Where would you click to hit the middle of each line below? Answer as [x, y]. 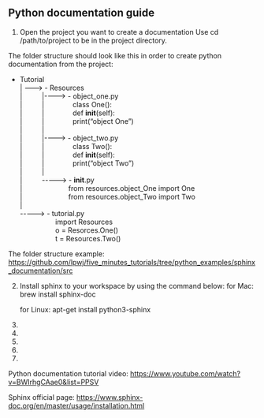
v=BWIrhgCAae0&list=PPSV [54, 382]
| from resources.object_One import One [107, 188]
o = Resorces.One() [87, 230]
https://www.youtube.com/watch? [185, 373]
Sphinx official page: [41, 397]
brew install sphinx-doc [58, 294]
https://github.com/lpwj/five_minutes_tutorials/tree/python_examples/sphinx [132, 262]
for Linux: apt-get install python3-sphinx [85, 309]
